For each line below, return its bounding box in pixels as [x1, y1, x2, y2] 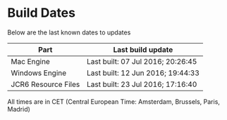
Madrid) [7, 105, 30, 113]
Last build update [113, 44, 173, 54]
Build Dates [7, 5, 76, 21]
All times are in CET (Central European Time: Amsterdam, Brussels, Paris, [7, 97, 221, 106]
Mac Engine [11, 56, 51, 66]
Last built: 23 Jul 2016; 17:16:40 [87, 79, 197, 89]
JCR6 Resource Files [11, 79, 80, 89]
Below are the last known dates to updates [7, 28, 131, 36]
